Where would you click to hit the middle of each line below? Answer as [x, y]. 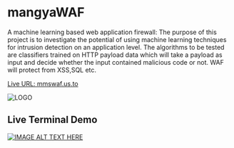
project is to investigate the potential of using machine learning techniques [117, 39]
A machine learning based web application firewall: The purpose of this [112, 32]
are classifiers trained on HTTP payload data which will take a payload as [115, 55]
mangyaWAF [46, 12]
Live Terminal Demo [52, 120]
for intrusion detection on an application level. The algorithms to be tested [116, 47]
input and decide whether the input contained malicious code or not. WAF [116, 62]
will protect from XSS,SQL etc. [52, 70]
